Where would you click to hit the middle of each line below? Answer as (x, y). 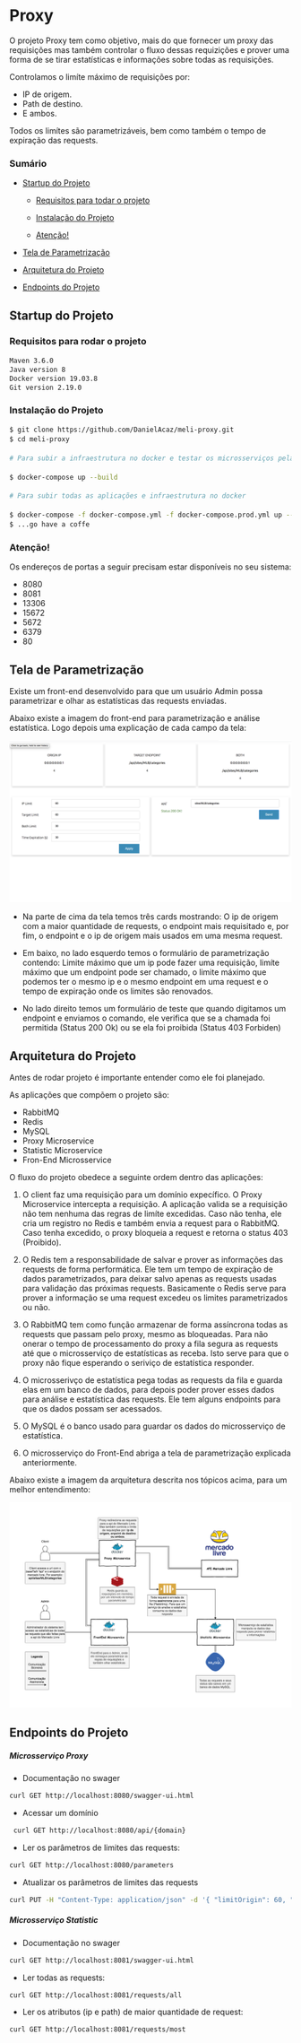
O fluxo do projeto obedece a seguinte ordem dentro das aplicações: (137, 1178)
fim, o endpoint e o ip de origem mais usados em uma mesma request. (152, 936)
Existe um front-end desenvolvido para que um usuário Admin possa (136, 691)
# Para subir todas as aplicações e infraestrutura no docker (128, 496)
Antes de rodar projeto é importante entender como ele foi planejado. (138, 1078)
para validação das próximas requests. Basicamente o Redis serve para (154, 1289)
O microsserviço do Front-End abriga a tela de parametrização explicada (156, 1453)
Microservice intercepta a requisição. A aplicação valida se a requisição (155, 1204)
